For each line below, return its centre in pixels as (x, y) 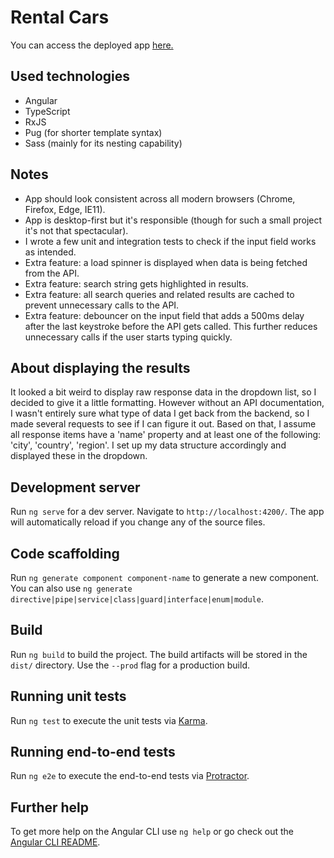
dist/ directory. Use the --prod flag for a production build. (130, 665)
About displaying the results (100, 367)
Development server (75, 487)
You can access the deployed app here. (92, 45)
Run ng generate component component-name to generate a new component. (165, 577)
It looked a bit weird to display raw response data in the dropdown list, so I (163, 392)
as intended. (50, 252)
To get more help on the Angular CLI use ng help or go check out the (152, 832)
